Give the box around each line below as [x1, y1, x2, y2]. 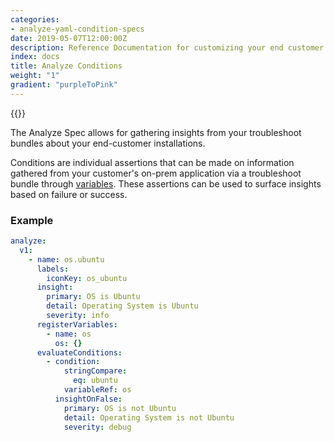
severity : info [46, 311, 110, 321]
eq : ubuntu [73, 376, 118, 386]
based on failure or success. [10, 188, 128, 200]
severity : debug [63, 422, 132, 432]
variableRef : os [63, 385, 132, 395]
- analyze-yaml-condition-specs [10, 24, 145, 34]
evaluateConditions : [36, 347, 123, 358]
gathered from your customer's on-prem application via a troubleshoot [10, 167, 302, 179]
